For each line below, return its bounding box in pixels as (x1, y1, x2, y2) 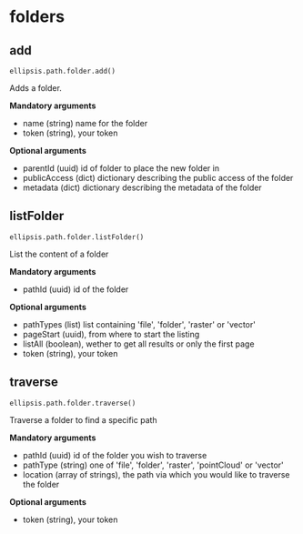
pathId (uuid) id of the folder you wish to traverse (22, 449, 207, 460)
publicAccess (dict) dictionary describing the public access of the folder (22, 173, 294, 183)
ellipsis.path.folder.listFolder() (9, 232, 145, 242)
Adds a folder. (9, 83, 62, 93)
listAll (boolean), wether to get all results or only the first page (22, 338, 255, 349)
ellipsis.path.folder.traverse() (9, 398, 136, 408)
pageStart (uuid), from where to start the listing (22, 328, 200, 339)
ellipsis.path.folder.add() (9, 66, 116, 76)
